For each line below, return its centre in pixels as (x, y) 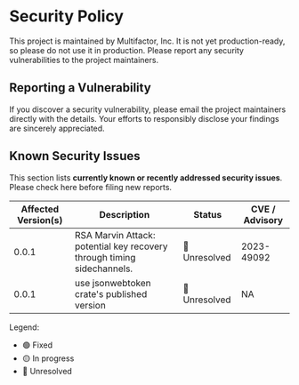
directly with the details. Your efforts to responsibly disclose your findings (144, 118)
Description (125, 214)
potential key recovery (121, 246)
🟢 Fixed (37, 345)
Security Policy (67, 16)
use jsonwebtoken (113, 283)
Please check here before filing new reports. (90, 187)
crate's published (111, 293)
